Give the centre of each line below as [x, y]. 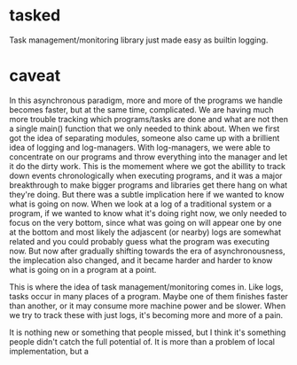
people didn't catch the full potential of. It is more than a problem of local [142, 341]
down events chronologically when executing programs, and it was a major [146, 175]
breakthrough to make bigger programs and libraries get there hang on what [148, 185]
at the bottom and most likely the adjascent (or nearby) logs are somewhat [145, 232]
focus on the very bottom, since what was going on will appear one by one [145, 222]
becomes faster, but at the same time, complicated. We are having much [141, 109]
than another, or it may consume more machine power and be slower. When [148, 306]
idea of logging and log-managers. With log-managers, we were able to [140, 147]
